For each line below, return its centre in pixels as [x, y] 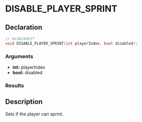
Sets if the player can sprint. [34, 114]
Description [24, 102]
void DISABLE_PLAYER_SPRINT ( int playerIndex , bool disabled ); [72, 43]
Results [15, 85]
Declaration [24, 27]
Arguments [19, 56]
